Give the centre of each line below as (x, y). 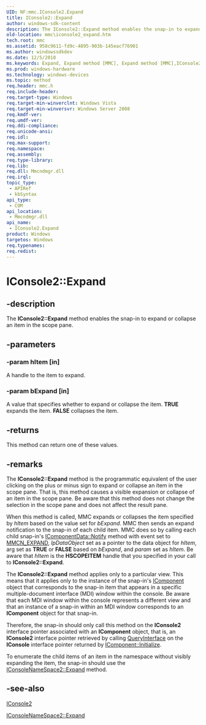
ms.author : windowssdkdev (39, 52)
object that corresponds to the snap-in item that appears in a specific (94, 587)
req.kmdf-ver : (25, 115)
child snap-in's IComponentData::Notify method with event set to (88, 536)
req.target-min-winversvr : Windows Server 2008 (68, 109)
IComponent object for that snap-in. (52, 613)
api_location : (25, 211)
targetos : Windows (30, 239)
